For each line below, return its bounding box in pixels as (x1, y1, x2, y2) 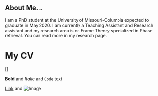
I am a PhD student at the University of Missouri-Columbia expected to (5, 17, 149, 23)
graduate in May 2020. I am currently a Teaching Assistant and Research (5, 22, 154, 28)
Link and (5, 85, 23, 91)
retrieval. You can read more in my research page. (5, 32, 107, 38)
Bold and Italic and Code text (5, 76, 63, 82)
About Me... (5, 4, 43, 12)
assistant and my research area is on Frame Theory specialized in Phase (5, 27, 153, 33)
